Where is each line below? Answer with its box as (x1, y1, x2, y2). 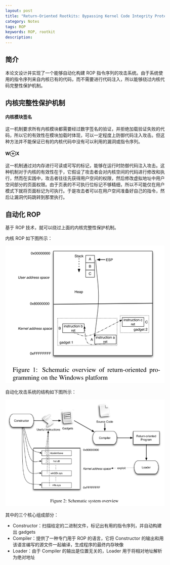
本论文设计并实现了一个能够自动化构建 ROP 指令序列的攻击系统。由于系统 (5, 70, 159, 76)
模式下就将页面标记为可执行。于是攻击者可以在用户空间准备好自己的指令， (5, 188, 160, 194)
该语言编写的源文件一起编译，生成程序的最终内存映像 (12, 542, 124, 548)
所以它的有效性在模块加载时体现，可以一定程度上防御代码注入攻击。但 (14, 132, 160, 139)
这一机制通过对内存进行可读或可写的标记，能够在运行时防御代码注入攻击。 (5, 162, 160, 168)
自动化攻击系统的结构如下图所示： (5, 389, 76, 395)
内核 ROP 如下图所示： (5, 235, 53, 241)
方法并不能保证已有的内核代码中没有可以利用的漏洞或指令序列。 (9, 139, 143, 145)
